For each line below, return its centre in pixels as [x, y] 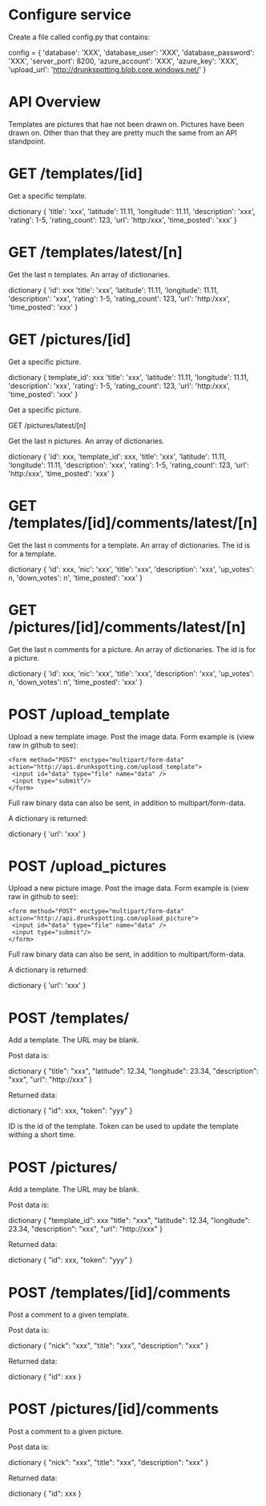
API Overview [55, 102]
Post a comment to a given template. [69, 1315]
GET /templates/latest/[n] [95, 252]
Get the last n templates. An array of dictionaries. [89, 274]
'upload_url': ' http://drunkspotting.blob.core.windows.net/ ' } [107, 69]
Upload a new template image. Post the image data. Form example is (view [131, 736]
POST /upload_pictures [87, 866]
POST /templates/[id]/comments [119, 1292]
